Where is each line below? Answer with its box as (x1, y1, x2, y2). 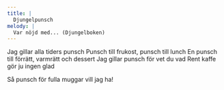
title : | (7, 10, 32, 17)
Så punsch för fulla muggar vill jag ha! (7, 76, 114, 84)
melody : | (7, 22, 36, 29)
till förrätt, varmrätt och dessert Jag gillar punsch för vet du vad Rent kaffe (7, 55, 216, 63)
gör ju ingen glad (7, 62, 55, 70)
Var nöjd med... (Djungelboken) (13, 29, 106, 36)
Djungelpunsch (13, 16, 53, 23)
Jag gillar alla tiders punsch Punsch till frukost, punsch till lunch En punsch (7, 48, 217, 56)
